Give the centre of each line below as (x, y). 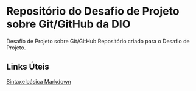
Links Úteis (28, 67)
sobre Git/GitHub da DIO (68, 24)
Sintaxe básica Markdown (39, 81)
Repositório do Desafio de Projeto (93, 11)
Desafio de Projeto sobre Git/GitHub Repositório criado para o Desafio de (98, 41)
